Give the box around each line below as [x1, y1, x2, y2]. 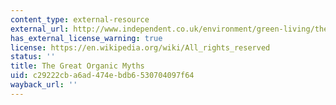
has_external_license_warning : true [10, 33, 163, 43]
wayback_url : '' [10, 80, 78, 90]
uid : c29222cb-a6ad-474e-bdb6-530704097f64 [10, 71, 195, 81]
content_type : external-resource [10, 14, 150, 25]
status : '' [10, 52, 56, 62]
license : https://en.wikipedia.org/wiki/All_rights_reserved [10, 42, 271, 53]
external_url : [10, 24, 70, 34]
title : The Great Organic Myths [10, 61, 145, 71]
